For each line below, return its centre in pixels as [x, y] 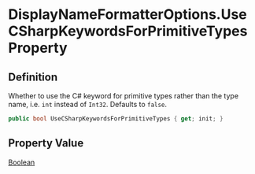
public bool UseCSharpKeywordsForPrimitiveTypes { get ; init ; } [116, 119]
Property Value [46, 143]
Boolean [22, 162]
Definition [33, 77]
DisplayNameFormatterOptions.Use [128, 15]
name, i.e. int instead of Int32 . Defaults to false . [88, 104]
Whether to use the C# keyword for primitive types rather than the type [123, 96]
